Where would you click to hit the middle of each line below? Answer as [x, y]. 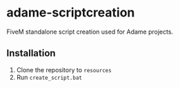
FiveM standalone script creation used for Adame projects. [90, 32]
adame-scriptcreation [71, 13]
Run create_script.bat [49, 77]
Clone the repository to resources [64, 69]
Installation [31, 53]
